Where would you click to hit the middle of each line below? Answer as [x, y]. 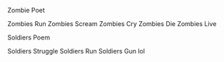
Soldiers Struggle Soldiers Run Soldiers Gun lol [76, 51]
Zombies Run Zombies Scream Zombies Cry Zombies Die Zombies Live [112, 24]
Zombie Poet [26, 10]
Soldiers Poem [29, 37]
